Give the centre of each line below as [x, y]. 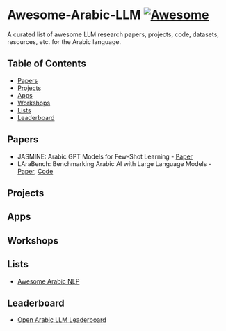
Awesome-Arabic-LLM [74, 15]
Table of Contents [47, 64]
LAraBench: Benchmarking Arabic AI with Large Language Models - [114, 163]
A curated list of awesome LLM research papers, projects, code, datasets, [113, 34]
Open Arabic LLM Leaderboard [62, 320]
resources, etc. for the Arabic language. [64, 41]
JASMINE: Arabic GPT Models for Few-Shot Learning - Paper [105, 156]
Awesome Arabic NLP [48, 281]
